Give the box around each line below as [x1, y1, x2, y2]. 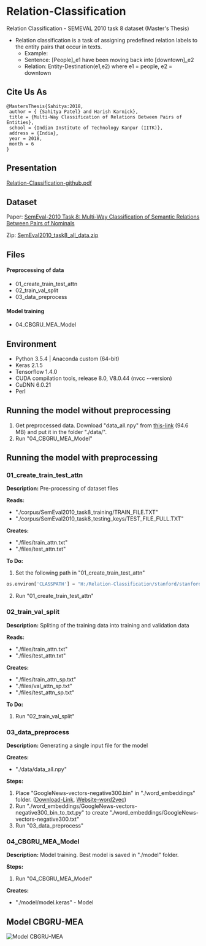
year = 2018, [9, 135, 43, 142]
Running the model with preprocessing [6, 452, 158, 463]
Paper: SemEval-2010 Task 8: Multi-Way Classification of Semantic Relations [6, 213, 200, 220]
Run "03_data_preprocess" [15, 821, 84, 829]
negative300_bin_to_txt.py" [15, 808, 85, 816]
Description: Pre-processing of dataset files [6, 485, 118, 492]
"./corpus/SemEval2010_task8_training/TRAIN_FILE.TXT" [15, 508, 158, 516]
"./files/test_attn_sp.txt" [15, 689, 75, 696]
